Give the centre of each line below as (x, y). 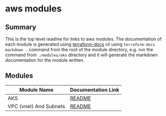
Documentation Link (94, 90)
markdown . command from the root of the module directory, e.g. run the (79, 50)
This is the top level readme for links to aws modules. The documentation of (83, 39)
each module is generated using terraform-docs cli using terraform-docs (80, 44)
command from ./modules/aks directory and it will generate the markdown (82, 55)
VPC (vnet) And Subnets (36, 106)
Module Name (36, 90)
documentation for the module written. (45, 60)
